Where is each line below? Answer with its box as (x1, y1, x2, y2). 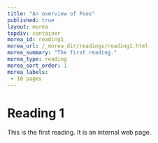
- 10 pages (10, 75, 42, 82)
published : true (7, 17, 55, 24)
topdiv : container (7, 29, 61, 37)
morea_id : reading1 (7, 36, 64, 43)
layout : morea (7, 23, 49, 30)
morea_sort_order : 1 (7, 62, 68, 69)
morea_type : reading (7, 56, 68, 63)
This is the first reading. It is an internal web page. (7, 128, 152, 137)
